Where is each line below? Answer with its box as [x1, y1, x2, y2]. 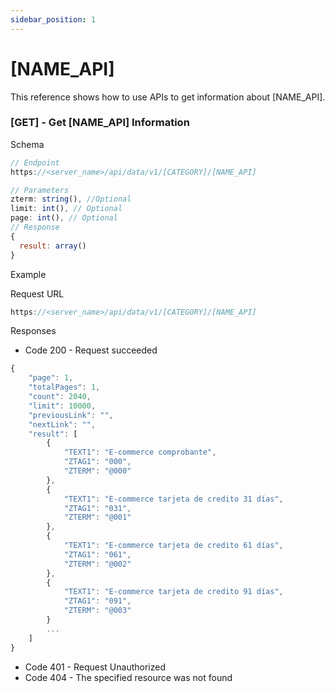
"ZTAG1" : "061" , [63, 549, 132, 560]
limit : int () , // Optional [10, 204, 123, 214]
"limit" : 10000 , [28, 401, 97, 411]
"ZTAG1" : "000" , [63, 457, 132, 467]
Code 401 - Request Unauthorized [24, 661, 167, 673]
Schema [10, 138, 45, 150]
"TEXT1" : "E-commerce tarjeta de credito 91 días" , [63, 587, 284, 597]
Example [10, 268, 47, 280]
